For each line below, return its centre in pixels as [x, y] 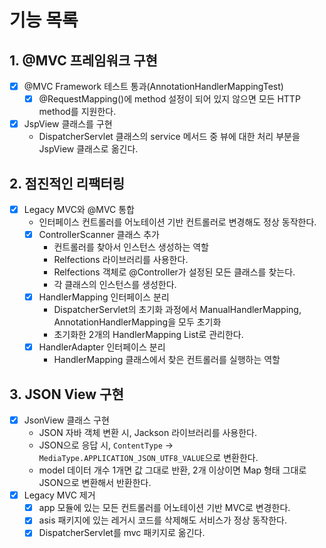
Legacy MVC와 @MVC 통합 [79, 209]
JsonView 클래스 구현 [66, 420]
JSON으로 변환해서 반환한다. [95, 483]
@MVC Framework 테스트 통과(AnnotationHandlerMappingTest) [153, 86]
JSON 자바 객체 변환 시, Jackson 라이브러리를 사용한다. [147, 433]
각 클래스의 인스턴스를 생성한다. [115, 285]
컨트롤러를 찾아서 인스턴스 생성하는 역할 [131, 247]
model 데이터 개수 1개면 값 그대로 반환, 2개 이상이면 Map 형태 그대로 [172, 470]
